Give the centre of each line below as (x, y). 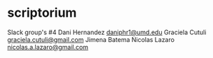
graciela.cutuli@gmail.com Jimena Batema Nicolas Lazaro (91, 39)
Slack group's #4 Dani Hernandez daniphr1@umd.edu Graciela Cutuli (107, 32)
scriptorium (42, 13)
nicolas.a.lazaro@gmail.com (48, 47)
